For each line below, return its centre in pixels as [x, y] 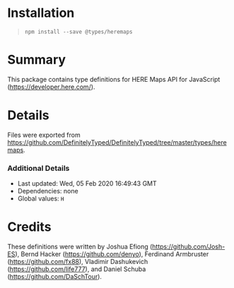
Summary [36, 60]
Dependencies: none [48, 191]
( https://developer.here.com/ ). [51, 87]
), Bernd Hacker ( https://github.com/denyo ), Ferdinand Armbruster [112, 254]
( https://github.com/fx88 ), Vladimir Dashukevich [78, 262]
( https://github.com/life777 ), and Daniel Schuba [77, 269]
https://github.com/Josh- [188, 247]
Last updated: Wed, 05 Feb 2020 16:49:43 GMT [87, 184]
